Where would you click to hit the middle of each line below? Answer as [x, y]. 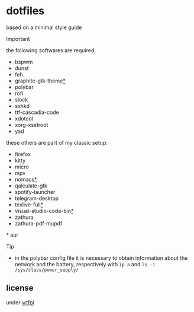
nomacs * [26, 179]
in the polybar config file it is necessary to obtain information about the [101, 258]
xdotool [24, 118]
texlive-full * [29, 204]
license [20, 288]
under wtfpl [20, 302]
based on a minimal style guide [44, 27]
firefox [23, 154]
